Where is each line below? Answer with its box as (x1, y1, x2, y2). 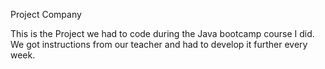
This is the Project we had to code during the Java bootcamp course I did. (10, 28, 315, 39)
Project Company (10, 9, 82, 20)
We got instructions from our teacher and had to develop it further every (10, 39, 308, 50)
